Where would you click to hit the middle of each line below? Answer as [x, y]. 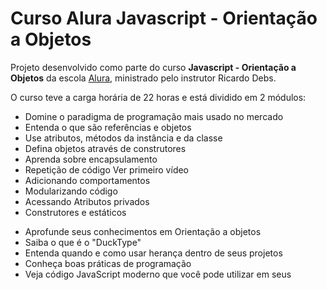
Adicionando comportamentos [87, 180]
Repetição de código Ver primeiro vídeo [107, 169]
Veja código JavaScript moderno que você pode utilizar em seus [158, 274]
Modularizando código [71, 191]
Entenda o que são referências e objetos [108, 127]
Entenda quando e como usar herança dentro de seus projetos [153, 253]
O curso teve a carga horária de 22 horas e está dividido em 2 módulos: [158, 97]
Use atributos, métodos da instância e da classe [123, 138]
